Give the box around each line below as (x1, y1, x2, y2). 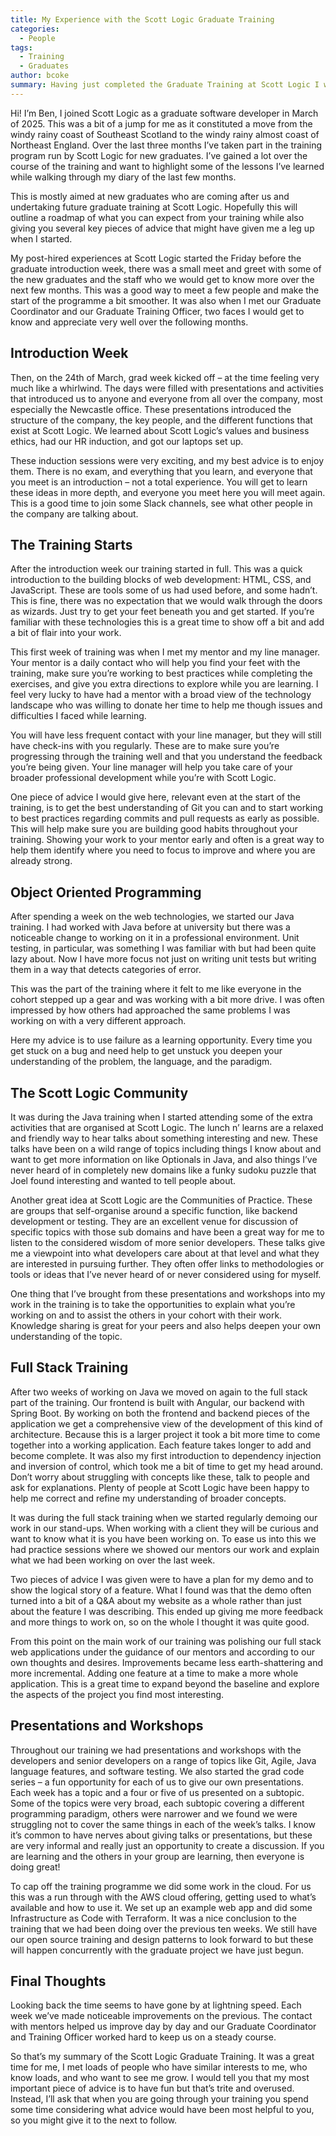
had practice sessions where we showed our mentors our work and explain (10, 1543, 320, 1555)
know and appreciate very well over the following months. (10, 316, 249, 328)
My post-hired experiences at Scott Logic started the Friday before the (10, 252, 302, 264)
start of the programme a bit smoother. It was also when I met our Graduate (10, 294, 322, 306)
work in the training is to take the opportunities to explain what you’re (10, 1299, 296, 1310)
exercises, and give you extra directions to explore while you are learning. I (10, 678, 319, 690)
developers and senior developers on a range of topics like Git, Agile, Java (10, 1754, 317, 1766)
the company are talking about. (10, 507, 139, 520)
